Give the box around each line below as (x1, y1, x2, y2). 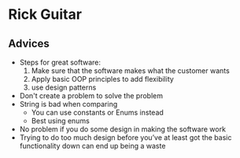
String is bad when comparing (19, 100, 118, 108)
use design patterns (31, 83, 97, 92)
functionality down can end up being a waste (19, 141, 166, 150)
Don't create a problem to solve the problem (19, 91, 164, 100)
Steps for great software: (19, 57, 101, 67)
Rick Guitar (8, 6, 83, 24)
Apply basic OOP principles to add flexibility (31, 75, 175, 83)
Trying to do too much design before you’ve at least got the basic (19, 133, 232, 142)
